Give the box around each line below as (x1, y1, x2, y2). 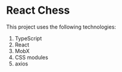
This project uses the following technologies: (6, 23, 116, 30)
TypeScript (14, 35, 42, 42)
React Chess (6, 4, 70, 17)
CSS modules (14, 54, 49, 61)
